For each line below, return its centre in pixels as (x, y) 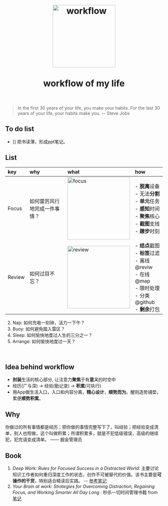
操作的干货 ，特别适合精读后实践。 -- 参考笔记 (59, 481)
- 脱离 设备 (147, 186)
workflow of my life (84, 83)
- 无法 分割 (147, 193)
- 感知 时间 (147, 208)
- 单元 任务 (147, 201)
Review (16, 277)
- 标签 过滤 (147, 253)
